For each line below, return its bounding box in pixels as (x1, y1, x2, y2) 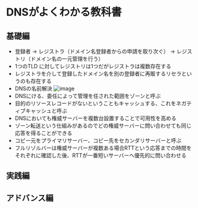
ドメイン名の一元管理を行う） (30, 55, 104, 62)
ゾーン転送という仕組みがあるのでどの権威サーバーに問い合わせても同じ (14, 122, 192, 129)
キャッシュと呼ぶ (25, 108, 67, 114)
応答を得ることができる (14, 130, 73, 137)
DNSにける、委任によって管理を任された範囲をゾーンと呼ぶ (14, 93, 161, 99)
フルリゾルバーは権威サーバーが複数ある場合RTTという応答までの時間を (14, 144, 192, 152)
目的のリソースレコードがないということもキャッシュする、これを (14, 100, 177, 107)
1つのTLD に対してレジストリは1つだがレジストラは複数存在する (14, 63, 171, 70)
